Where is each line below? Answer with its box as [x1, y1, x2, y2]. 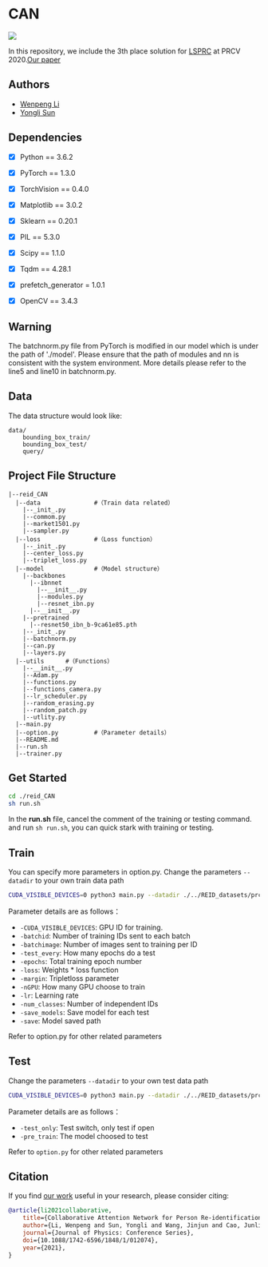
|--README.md [15, 735, 59, 743]
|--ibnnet [29, 579, 62, 587]
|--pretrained [22, 613, 69, 622]
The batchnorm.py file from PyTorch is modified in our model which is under [8, 341, 259, 350]
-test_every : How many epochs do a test [19, 948, 156, 958]
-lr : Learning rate [19, 990, 80, 1000]
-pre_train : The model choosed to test [19, 1131, 148, 1141]
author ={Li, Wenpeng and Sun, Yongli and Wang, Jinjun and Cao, [22, 1221, 241, 1229]
